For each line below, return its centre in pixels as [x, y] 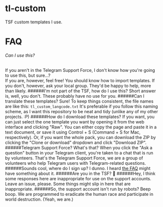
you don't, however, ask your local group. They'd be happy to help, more [78, 86]
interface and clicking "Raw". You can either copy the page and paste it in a [81, 127]
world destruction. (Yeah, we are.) [39, 199]
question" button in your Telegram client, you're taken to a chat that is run [79, 153]
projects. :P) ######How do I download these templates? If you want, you [80, 117]
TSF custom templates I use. [34, 22]
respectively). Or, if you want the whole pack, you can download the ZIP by [81, 138]
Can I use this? [20, 55]
